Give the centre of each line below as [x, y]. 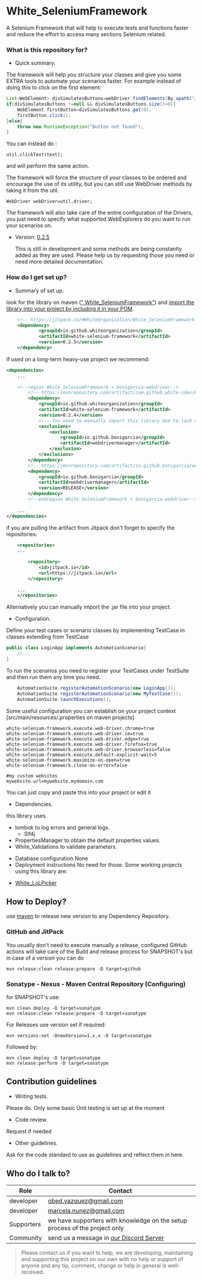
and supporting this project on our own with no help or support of [102, 1259]
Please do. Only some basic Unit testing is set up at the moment [85, 1107]
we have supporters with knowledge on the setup [118, 1220]
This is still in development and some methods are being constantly [98, 249]
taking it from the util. [32, 191]
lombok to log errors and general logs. [62, 827]
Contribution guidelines [52, 1082]
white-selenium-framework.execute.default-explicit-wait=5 [82, 755]
